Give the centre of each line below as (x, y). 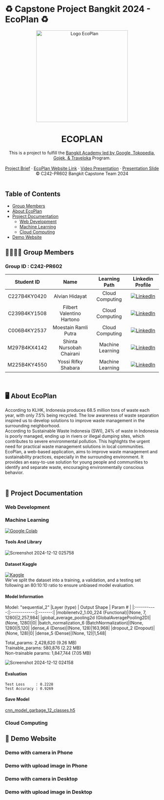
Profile (143, 285)
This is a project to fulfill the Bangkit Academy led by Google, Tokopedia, (82, 153)
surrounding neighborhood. (33, 426)
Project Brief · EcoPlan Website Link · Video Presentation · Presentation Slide (82, 168)
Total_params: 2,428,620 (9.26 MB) (41, 643)
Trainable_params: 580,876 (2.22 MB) (43, 648)
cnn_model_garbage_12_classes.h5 (40, 710)
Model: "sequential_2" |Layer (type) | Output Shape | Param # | (68, 607)
